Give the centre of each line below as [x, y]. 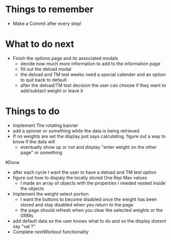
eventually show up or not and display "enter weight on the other [89, 147]
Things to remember [49, 9]
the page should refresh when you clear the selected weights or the [92, 210]
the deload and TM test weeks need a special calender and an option [93, 74]
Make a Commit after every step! [47, 23]
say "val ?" [24, 226]
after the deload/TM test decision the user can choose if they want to [93, 85]
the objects [32, 188]
